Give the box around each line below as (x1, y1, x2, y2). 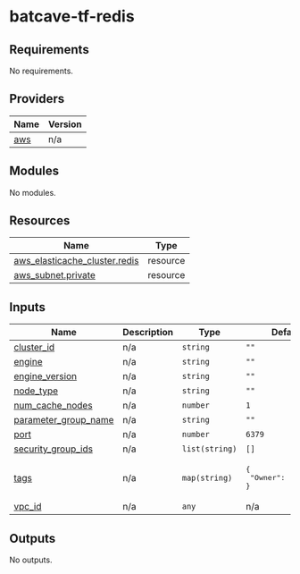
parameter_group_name (13, 414, 114, 426)
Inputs (9, 300, 46, 315)
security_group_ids (13, 443, 94, 455)
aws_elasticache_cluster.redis (13, 255, 139, 267)
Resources (9, 213, 71, 229)
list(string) (181, 444, 237, 454)
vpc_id (13, 501, 42, 513)
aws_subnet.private (13, 269, 96, 282)
